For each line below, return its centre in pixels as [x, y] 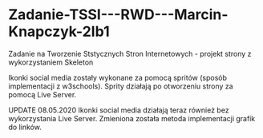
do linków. [25, 127]
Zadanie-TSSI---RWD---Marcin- [118, 15]
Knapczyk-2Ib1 [59, 32]
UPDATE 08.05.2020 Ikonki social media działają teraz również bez [119, 110]
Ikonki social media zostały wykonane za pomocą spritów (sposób [117, 77]
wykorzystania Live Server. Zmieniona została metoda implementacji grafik [132, 118]
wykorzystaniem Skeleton [51, 62]
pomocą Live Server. [42, 94]
